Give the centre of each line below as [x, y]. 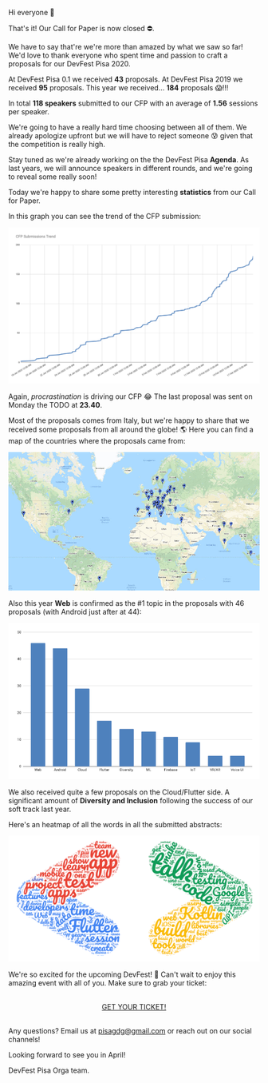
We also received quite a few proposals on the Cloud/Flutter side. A [119, 792]
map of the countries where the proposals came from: [97, 440]
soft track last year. [40, 809]
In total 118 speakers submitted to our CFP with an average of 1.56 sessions [133, 103]
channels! [24, 1039]
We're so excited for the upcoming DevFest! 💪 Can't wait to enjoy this [122, 974]
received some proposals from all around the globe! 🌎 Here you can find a [131, 429]
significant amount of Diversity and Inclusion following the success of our [131, 800]
